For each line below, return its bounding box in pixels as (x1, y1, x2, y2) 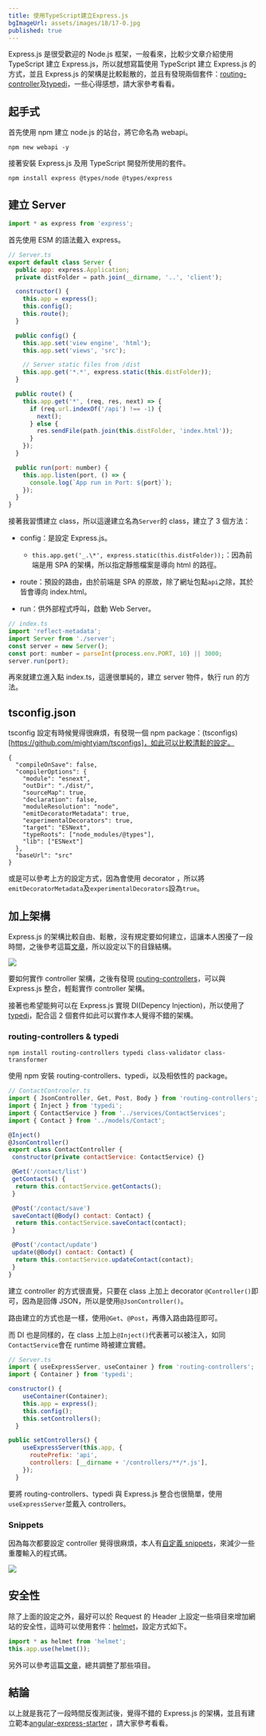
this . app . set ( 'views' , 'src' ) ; (22, 346, 127, 355)
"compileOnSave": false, (15, 761, 98, 770)
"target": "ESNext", (22, 824, 91, 832)
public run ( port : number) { (15, 463, 109, 471)
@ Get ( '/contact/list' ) (11, 1167, 88, 1176)
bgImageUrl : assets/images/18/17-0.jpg (8, 19, 141, 27)
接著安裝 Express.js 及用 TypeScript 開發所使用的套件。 (8, 159, 190, 168)
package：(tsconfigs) (166, 728, 238, 738)
